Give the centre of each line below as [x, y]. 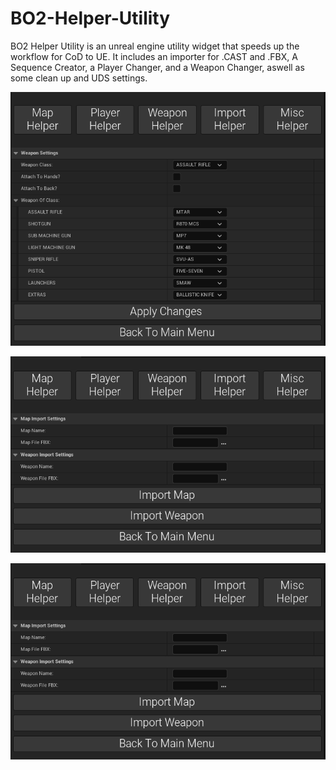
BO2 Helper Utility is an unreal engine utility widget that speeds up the [155, 46]
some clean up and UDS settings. [79, 78]
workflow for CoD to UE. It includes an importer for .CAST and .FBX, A [154, 56]
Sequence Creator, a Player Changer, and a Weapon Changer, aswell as [157, 67]
